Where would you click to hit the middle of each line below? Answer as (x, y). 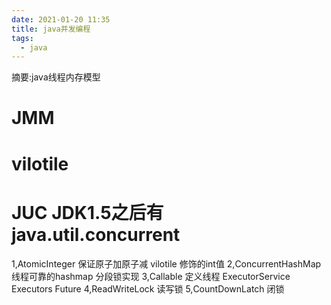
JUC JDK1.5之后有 (87, 212)
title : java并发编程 (51, 29)
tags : (22, 38)
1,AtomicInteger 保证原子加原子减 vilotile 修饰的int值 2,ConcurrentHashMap (166, 263)
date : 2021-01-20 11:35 (61, 19)
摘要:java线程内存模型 (56, 77)
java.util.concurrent (96, 234)
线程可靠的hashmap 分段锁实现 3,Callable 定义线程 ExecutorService (151, 276)
